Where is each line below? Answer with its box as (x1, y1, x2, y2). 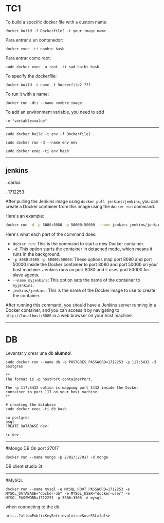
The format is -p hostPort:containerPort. (5, 377, 93, 382)
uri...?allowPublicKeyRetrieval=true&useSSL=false (5, 513, 110, 518)
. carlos (5, 179, 21, 185)
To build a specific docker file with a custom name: (5, 19, 108, 25)
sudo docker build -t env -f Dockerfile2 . (5, 131, 95, 137)
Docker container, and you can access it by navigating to (5, 307, 120, 313)
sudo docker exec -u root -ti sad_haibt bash (5, 64, 99, 69)
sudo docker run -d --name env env (5, 140, 78, 145)
